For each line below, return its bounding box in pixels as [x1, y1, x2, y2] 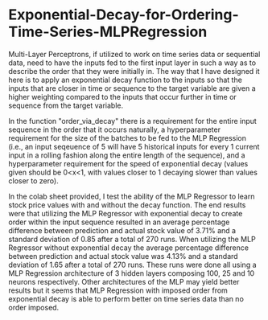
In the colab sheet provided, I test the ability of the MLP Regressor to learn [8, 191, 255, 201]
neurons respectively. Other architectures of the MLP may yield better [8, 277, 240, 286]
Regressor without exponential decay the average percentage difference [8, 243, 249, 252]
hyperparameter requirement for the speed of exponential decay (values [8, 158, 249, 168]
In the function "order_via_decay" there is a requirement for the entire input [8, 116, 258, 125]
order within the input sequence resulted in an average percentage [8, 217, 230, 227]
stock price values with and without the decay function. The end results [8, 199, 246, 210]
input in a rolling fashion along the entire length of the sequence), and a [8, 150, 245, 160]
